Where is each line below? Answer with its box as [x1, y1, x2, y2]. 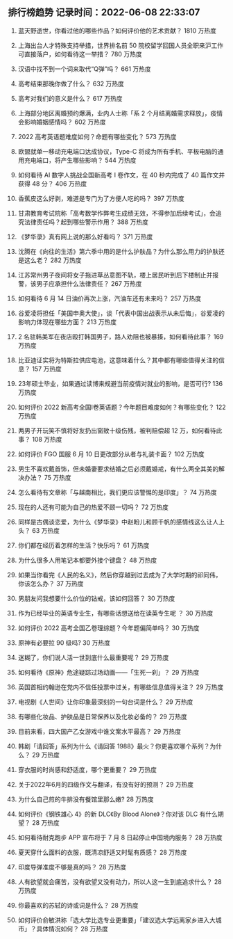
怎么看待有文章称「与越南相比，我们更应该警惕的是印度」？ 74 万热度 [17, 488, 217, 496]
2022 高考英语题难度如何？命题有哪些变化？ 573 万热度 [17, 132, 177, 141]
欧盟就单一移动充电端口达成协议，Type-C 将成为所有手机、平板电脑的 [17, 147, 218, 155]
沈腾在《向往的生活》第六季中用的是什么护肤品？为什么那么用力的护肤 [17, 247, 219, 255]
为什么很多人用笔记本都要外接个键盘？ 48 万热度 [17, 556, 157, 564]
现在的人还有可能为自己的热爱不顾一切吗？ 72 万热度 [17, 503, 169, 511]
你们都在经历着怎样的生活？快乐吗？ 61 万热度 [17, 541, 150, 549]
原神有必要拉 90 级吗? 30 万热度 [17, 639, 110, 647]
